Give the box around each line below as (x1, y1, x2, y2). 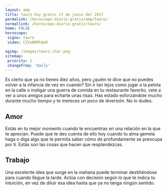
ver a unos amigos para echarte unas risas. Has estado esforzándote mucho (5, 92, 163, 98)
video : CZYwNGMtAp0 (7, 40, 48, 45)
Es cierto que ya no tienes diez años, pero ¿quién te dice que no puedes (5, 76, 154, 82)
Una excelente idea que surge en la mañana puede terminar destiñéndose (5, 169, 157, 175)
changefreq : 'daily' (7, 63, 50, 68)
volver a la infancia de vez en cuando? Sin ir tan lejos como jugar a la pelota (5, 82, 161, 88)
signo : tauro (7, 35, 35, 40)
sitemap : (5, 53, 23, 58)
